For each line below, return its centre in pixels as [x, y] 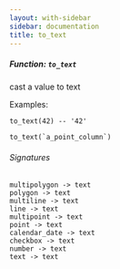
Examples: [29, 105]
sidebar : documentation [55, 26]
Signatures [30, 157]
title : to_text [38, 35]
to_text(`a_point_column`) [60, 138]
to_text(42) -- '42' [49, 121]
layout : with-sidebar [50, 18]
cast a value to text [45, 87]
